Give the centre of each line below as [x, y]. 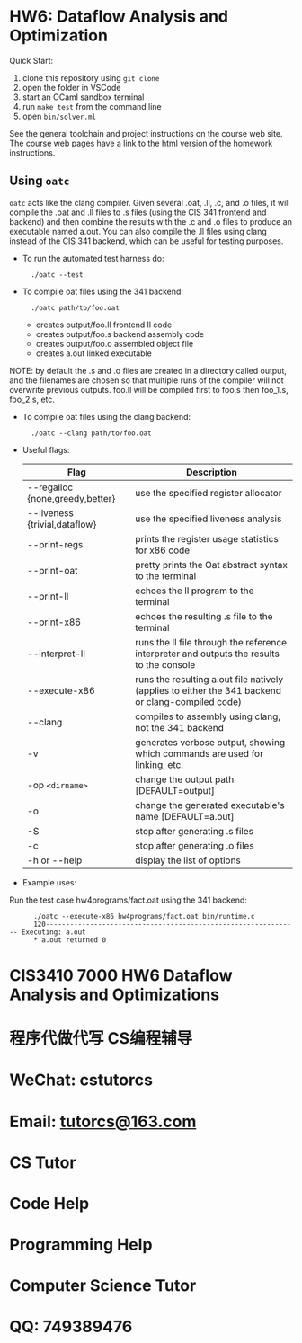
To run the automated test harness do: [93, 258]
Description [212, 472]
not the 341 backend [179, 727]
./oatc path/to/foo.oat [75, 307]
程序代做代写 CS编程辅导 [101, 1039]
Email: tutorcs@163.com [103, 1121]
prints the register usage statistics [206, 538]
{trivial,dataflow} [62, 524]
